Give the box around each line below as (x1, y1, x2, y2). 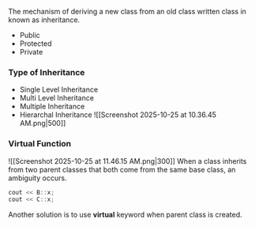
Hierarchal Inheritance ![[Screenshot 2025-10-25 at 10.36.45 (19, 110, 217, 119)
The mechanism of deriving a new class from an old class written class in (8, 7, 247, 16)
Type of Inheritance (8, 66, 85, 78)
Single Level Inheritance (19, 85, 99, 94)
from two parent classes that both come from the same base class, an (8, 165, 236, 174)
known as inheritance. (8, 15, 81, 25)
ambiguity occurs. (8, 173, 67, 183)
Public (19, 31, 41, 40)
